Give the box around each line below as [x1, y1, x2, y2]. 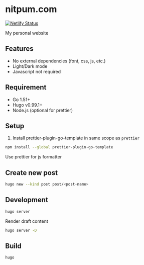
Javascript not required [12, 68, 61, 74]
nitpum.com [5, 4, 57, 15]
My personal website [5, 30, 49, 36]
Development [5, 196, 49, 204]
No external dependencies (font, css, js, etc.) [12, 58, 106, 64]
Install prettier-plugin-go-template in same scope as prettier [12, 135, 139, 141]
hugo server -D [5, 228, 37, 233]
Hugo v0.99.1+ [12, 102, 43, 108]
